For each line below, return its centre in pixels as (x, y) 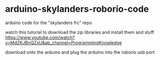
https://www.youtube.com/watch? (40, 37)
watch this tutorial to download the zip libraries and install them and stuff (80, 32)
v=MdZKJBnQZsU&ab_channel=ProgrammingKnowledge (64, 42)
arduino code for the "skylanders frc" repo (49, 23)
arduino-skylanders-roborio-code (77, 9)
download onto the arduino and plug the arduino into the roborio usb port (80, 52)
